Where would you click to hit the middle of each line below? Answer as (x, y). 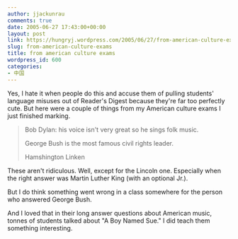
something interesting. (40, 228)
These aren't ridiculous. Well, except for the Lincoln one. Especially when (114, 170)
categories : (25, 66)
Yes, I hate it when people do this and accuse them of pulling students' (111, 93)
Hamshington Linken (55, 157)
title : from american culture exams (61, 54)
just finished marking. (39, 116)
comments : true (30, 21)
